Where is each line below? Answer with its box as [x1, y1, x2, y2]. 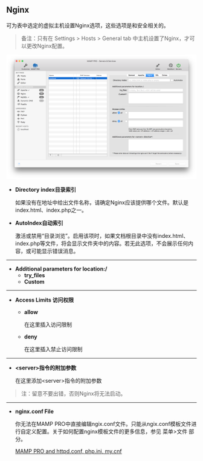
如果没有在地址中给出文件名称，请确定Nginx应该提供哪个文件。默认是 [14, 199, 189, 206]
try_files [24, 272, 45, 279]
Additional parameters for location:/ [14, 265, 108, 272]
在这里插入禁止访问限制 [24, 346, 83, 353]
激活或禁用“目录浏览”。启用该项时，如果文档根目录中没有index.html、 [14, 232, 189, 240]
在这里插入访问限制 [24, 321, 72, 328]
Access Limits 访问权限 [14, 297, 74, 304]
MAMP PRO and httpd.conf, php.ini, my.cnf [14, 448, 122, 455]
